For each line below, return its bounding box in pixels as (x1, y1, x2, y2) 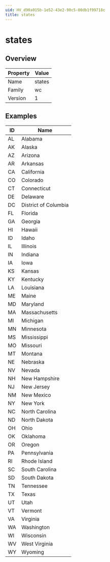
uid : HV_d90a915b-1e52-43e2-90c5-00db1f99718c (5, 7, 105, 13)
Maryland (21, 301, 44, 308)
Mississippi (21, 334, 48, 341)
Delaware (21, 193, 44, 200)
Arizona (21, 152, 40, 159)
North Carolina (21, 408, 56, 415)
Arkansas (21, 160, 44, 167)
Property (8, 69, 30, 76)
